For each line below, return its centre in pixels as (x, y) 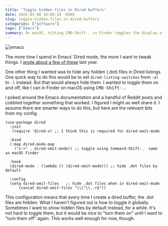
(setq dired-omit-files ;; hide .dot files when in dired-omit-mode (85, 184)
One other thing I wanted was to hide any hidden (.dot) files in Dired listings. (83, 72)
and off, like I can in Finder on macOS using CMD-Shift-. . (66, 88)
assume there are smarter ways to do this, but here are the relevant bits (79, 108)
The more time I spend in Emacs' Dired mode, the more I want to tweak (78, 57)
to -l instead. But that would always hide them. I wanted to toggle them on (82, 82)
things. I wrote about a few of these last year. (52, 62)
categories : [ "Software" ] (32, 24)
